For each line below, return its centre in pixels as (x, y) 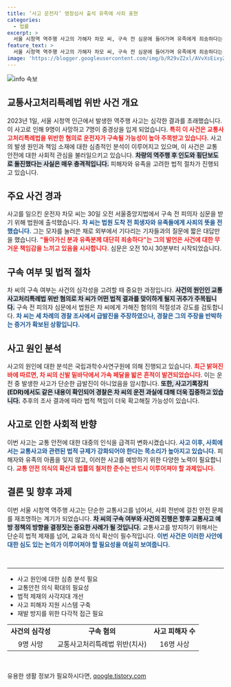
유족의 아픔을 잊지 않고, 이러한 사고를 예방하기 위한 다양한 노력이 (111, 460)
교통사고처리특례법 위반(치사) (102, 644)
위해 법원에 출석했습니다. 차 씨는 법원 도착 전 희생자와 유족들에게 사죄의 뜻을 (115, 223)
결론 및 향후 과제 (40, 492)
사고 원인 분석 (34, 348)
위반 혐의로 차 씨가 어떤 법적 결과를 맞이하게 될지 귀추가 (120, 299)
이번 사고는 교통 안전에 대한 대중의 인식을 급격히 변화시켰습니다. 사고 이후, (106, 442)
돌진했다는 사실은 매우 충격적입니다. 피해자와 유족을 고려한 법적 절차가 (107, 163)
